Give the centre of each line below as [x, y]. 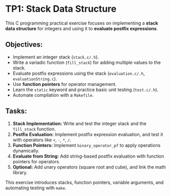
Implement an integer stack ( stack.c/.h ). [56, 57]
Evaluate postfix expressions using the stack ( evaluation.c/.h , [79, 73]
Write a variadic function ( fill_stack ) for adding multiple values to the [87, 62]
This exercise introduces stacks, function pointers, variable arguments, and [84, 182]
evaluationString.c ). [35, 79]
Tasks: [16, 111]
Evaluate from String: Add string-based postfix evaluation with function [88, 156]
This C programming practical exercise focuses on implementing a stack [82, 23]
